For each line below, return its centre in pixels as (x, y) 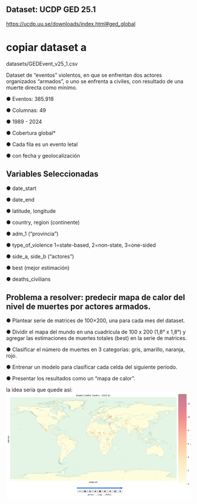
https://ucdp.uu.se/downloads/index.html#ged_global (71, 23)
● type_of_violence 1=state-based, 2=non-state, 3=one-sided (81, 245)
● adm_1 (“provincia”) (32, 233)
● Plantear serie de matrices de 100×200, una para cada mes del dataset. (96, 321)
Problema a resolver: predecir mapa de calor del (96, 297)
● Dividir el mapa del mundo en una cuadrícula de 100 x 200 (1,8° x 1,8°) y (96, 332)
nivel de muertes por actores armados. (79, 306)
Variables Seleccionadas (52, 174)
